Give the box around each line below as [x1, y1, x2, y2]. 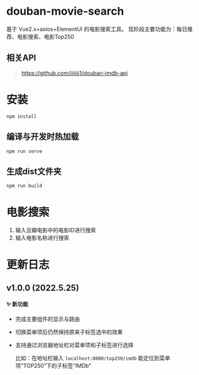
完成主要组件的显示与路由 [15, 316, 80, 323]
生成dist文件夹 [6, 166, 62, 176]
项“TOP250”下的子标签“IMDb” [15, 362, 92, 369]
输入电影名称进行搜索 [15, 234, 69, 241]
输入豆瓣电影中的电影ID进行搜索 [15, 227, 96, 234]
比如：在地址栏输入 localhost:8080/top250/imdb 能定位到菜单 [15, 354, 170, 362]
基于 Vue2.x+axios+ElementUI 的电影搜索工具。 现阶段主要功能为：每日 [6, 25, 188, 32]
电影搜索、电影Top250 [17, 32, 75, 40]
